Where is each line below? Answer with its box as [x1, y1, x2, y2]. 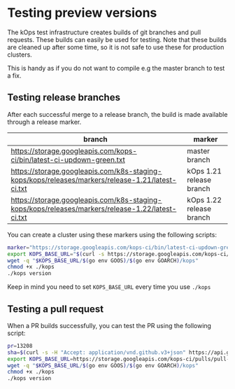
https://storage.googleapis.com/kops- [10, 146, 138, 155]
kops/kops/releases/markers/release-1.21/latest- [10, 175, 177, 185]
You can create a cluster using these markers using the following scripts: [7, 230, 217, 239]
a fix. [7, 71, 22, 80]
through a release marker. [7, 118, 82, 126]
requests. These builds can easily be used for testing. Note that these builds [7, 35, 227, 43]
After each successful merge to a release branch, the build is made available [7, 110, 228, 118]
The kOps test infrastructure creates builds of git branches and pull [7, 28, 201, 36]
